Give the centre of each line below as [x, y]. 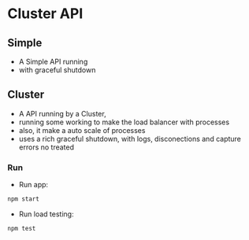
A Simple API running [53, 61]
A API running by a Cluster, [63, 113]
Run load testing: [46, 214]
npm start [24, 199]
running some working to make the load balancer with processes [124, 122]
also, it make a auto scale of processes [82, 130]
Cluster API [45, 14]
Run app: [33, 185]
